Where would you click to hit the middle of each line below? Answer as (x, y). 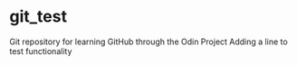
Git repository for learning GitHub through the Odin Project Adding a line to (148, 42)
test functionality (41, 51)
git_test (38, 17)
